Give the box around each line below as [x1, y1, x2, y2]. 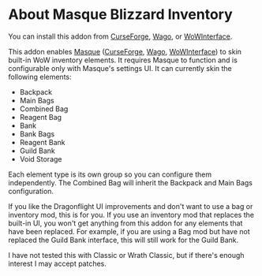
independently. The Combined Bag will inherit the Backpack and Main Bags [8, 177, 253, 187]
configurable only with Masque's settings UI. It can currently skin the [8, 63, 232, 73]
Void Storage [19, 154, 62, 163]
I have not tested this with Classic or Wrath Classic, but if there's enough [8, 250, 245, 259]
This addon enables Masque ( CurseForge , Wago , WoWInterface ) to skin [8, 47, 242, 56]
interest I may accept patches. [8, 259, 107, 268]
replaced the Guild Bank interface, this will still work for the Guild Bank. [8, 235, 239, 244]
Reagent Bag [19, 112, 62, 121]
